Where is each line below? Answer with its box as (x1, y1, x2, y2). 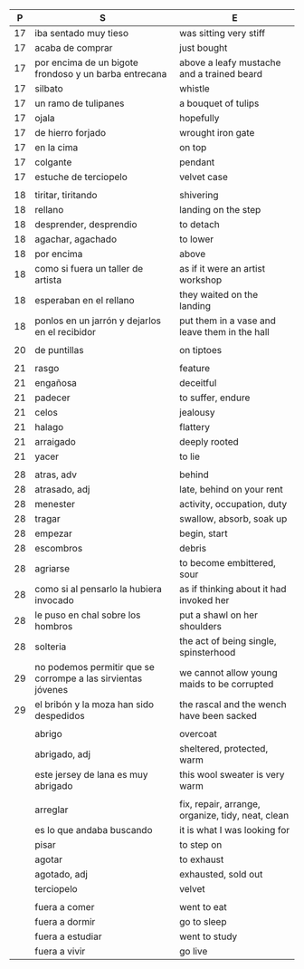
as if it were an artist (179, 263, 266, 274)
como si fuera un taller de (34, 263, 144, 274)
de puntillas (34, 344, 84, 356)
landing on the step (179, 204, 261, 216)
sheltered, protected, (179, 743, 269, 754)
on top (179, 141, 207, 153)
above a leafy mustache (179, 56, 281, 69)
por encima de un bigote (34, 56, 138, 69)
